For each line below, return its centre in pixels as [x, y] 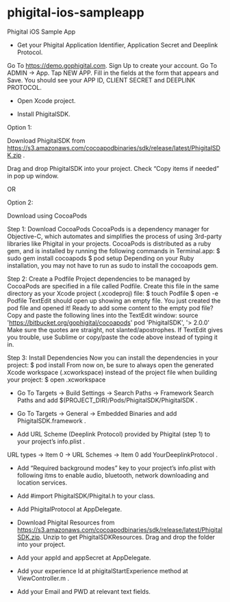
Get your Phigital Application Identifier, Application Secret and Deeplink [117, 45]
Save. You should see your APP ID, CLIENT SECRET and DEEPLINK [101, 80]
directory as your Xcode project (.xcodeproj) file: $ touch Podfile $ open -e [113, 293]
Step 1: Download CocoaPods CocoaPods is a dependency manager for [108, 229]
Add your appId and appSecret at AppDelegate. [84, 557]
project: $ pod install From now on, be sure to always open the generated [111, 364]
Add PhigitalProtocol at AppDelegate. [69, 509]
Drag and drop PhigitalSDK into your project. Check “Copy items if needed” [113, 168]
